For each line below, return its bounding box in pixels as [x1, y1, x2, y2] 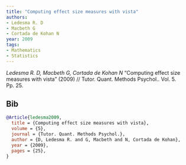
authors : [6, 14, 28, 20]
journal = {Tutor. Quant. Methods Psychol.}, [11, 131, 126, 137]
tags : [6, 42, 19, 48]
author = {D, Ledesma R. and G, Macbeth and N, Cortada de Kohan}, [11, 137, 181, 142]
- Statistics [6, 53, 38, 59]
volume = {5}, [11, 126, 46, 132]
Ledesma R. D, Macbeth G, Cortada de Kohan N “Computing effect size [6, 69, 181, 76]
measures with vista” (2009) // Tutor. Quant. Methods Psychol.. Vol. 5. [6, 75, 177, 82]
